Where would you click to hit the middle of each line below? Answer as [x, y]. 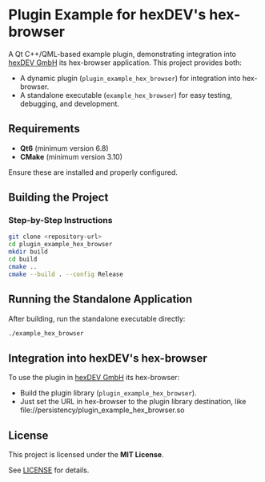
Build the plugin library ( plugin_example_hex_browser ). [108, 393]
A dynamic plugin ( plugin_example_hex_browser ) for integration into [130, 78]
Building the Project [58, 198]
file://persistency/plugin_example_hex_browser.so [102, 410]
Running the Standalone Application [100, 300]
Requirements [44, 129]
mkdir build [28, 252]
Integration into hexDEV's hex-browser [108, 358]
